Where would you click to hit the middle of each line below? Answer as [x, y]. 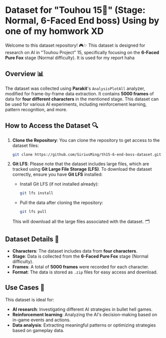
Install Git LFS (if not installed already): [59, 184]
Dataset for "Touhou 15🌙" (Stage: [75, 10]
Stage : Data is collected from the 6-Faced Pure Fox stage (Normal [80, 256]
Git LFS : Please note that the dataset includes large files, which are [81, 164]
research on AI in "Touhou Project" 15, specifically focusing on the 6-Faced [82, 52]
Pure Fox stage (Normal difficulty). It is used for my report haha [70, 58]
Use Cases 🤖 [25, 288]
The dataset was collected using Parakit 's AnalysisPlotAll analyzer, [75, 88]
